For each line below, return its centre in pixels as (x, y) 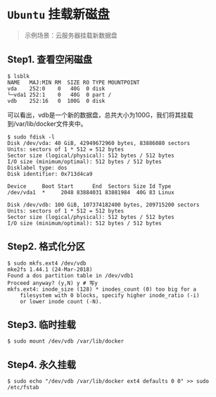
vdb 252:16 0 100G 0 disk (56, 101)
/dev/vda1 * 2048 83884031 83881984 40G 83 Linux (91, 192)
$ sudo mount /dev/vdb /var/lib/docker (66, 341)
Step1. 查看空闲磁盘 (50, 59)
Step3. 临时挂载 (42, 324)
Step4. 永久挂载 (42, 364)
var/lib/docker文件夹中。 (51, 123)
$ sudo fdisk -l (31, 137)
